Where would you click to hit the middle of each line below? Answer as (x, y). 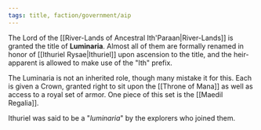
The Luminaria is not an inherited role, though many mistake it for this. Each (130, 78)
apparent (23, 63)
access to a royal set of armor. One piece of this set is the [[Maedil (116, 94)
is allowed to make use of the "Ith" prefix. (105, 63)
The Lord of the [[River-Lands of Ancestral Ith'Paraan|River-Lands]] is (121, 38)
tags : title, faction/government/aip (70, 15)
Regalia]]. (24, 103)
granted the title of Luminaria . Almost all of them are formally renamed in (126, 46)
